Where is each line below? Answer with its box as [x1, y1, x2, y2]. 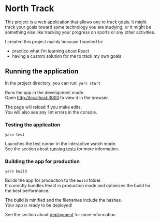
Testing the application [5, 121, 60, 128]
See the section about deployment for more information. [5, 212, 117, 218]
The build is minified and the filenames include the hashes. [5, 197, 122, 203]
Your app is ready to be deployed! [5, 202, 73, 208]
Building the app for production [5, 158, 80, 165]
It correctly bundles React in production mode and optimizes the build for [5, 183, 151, 189]
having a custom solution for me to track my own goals [12, 53, 122, 59]
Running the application [5, 67, 79, 76]
